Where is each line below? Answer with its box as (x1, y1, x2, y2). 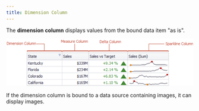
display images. (6, 98, 45, 105)
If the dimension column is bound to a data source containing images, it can (6, 91, 192, 99)
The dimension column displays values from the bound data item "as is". (6, 27, 185, 34)
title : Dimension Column (6, 9, 68, 15)
